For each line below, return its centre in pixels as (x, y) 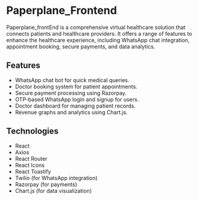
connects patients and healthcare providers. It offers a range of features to (99, 33)
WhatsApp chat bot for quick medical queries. (72, 80)
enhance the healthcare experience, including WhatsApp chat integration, (98, 40)
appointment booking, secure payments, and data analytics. (81, 47)
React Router (31, 158)
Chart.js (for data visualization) (53, 190)
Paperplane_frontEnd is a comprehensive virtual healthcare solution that (96, 27)
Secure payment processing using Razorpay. (71, 93)
